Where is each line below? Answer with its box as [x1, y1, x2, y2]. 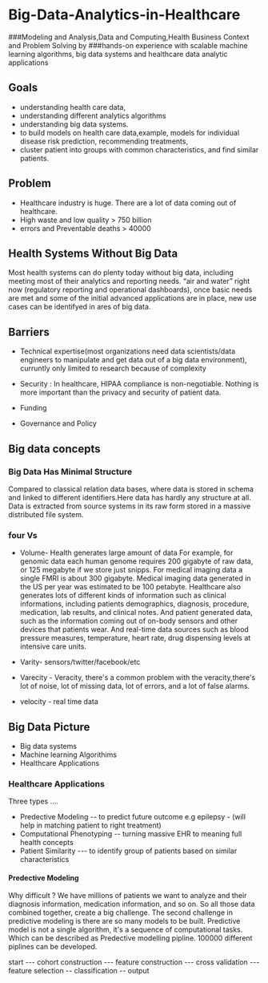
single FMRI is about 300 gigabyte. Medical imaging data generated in [19, 573, 251, 583]
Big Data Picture [8, 720, 90, 734]
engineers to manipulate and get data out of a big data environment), [19, 355, 247, 365]
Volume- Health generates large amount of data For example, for [19, 548, 234, 558]
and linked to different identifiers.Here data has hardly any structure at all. [8, 492, 252, 502]
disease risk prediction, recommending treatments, [19, 136, 189, 146]
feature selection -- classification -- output [8, 966, 150, 976]
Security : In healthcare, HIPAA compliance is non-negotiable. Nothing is [19, 379, 259, 389]
